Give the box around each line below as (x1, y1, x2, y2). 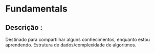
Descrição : (5, 23, 42, 32)
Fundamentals (5, 3, 68, 15)
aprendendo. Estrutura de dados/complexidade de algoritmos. (5, 42, 137, 48)
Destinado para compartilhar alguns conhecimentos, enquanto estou (5, 36, 150, 42)
